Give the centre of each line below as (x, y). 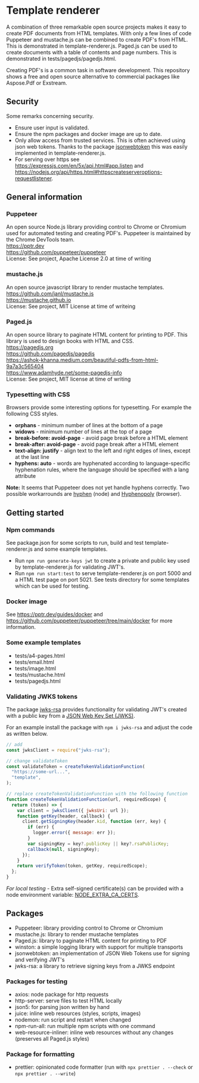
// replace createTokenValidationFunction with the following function (97, 794)
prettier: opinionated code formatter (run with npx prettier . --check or (104, 1067)
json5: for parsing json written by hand (62, 1007)
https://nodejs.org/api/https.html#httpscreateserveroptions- (88, 172)
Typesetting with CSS (38, 394)
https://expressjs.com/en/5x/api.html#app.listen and (79, 165)
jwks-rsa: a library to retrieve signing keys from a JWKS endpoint (95, 966)
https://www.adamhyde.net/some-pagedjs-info (64, 373)
